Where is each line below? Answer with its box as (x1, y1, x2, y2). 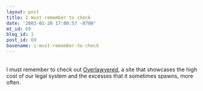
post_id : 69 (6, 37, 36, 43)
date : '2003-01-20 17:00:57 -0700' (6, 20, 97, 26)
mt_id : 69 (6, 25, 32, 32)
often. (6, 78, 21, 86)
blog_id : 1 (6, 32, 34, 38)
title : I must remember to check (6, 15, 91, 21)
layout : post (6, 8, 40, 15)
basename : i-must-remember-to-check (6, 43, 99, 49)
